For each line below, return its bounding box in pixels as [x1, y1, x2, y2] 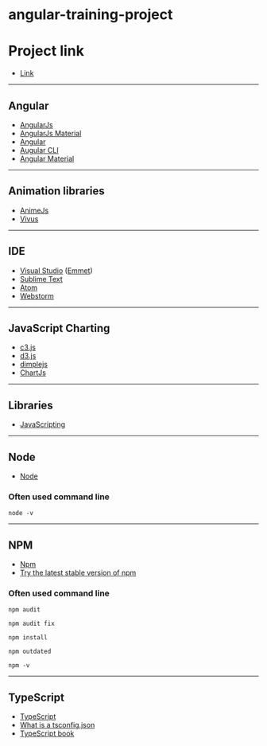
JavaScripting [19, 420, 66, 429]
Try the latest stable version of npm [19, 568, 137, 578]
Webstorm [19, 291, 54, 300]
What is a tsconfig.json [19, 721, 95, 730]
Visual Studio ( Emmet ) [19, 265, 93, 275]
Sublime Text [19, 274, 64, 283]
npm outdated [8, 647, 52, 656]
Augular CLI [19, 145, 59, 154]
